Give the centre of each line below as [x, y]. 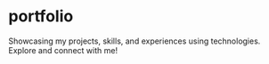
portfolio [41, 16]
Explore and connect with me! [63, 50]
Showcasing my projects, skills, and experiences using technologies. [134, 41]
